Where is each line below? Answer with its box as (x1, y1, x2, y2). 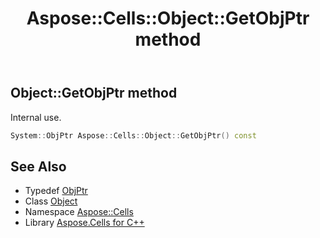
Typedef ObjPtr (24, 185, 88, 197)
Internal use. (10, 111, 62, 123)
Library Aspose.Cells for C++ (24, 217, 145, 229)
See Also (10, 158, 67, 175)
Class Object (24, 195, 78, 207)
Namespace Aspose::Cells (24, 206, 134, 218)
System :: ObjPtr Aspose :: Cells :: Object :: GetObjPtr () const (10, 130, 257, 141)
